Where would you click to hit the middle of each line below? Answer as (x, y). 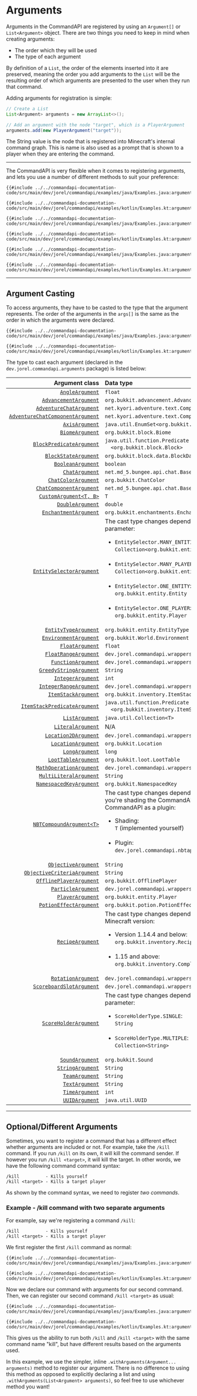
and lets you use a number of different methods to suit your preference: (93, 177)
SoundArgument (80, 1060)
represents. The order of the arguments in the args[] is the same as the (93, 314)
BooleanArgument (77, 464)
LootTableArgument (74, 760)
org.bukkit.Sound (129, 1060)
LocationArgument (75, 744)
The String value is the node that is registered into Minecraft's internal (90, 141)
